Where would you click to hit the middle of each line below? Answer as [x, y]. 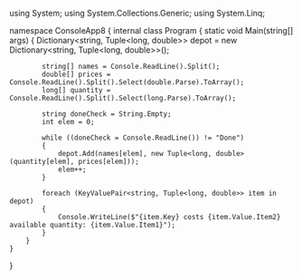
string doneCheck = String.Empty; [107, 114]
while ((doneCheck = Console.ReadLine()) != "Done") [143, 138]
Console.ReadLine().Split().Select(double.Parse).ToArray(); [127, 82]
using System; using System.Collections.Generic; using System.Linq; [137, 13]
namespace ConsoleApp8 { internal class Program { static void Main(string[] [151, 30]
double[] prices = [76, 74]
